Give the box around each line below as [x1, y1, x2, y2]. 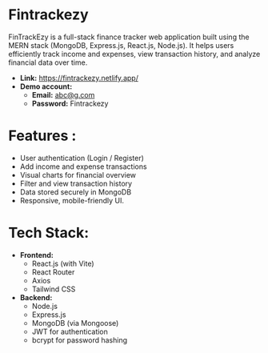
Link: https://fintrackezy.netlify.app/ [19, 73, 138, 82]
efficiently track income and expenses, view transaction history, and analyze [8, 49, 261, 58]
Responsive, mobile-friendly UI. [19, 195, 124, 205]
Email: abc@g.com [31, 90, 95, 99]
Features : [8, 126, 77, 145]
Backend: [19, 292, 53, 302]
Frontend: [19, 250, 54, 259]
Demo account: [19, 82, 73, 91]
